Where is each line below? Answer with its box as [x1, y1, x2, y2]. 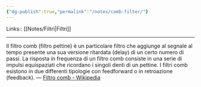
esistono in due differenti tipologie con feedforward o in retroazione [6, 67, 173, 74]
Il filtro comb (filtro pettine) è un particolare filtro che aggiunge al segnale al [6, 42, 193, 49]
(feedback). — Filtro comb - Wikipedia [6, 74, 100, 81]
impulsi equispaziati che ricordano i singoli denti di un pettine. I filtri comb [6, 61, 188, 69]
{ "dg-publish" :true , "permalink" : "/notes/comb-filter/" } [6, 8, 148, 15]
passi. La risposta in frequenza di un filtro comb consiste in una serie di [6, 55, 182, 62]
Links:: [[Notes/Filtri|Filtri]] [6, 25, 71, 32]
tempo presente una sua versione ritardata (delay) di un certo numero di [6, 48, 184, 55]
